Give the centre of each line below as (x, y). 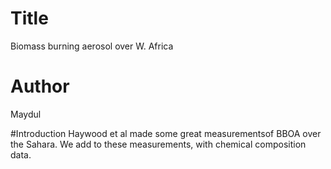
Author (40, 86)
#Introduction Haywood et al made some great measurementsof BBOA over (166, 133)
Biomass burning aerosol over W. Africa (92, 46)
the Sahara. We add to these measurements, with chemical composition (158, 144)
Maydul (26, 114)
